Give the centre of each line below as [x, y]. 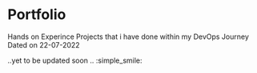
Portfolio [37, 15]
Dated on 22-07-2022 [44, 44]
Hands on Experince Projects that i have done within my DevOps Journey [128, 36]
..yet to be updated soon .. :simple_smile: [75, 60]
